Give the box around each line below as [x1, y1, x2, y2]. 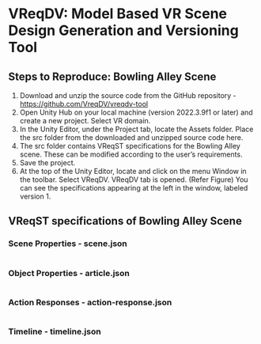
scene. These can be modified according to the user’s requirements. [19, 149, 243, 159]
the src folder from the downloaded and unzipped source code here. [19, 133, 244, 142]
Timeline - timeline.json [8, 326, 101, 337]
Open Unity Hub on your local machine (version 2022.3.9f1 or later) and [19, 108, 253, 117]
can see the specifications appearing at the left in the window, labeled [19, 183, 248, 192]
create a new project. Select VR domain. [19, 116, 151, 125]
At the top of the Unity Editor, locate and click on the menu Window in [19, 167, 247, 176]
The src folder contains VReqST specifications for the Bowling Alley [19, 142, 241, 150]
